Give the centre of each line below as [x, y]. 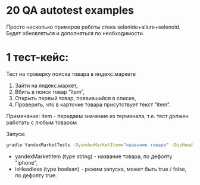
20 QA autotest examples [70, 10]
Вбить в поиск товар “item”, [50, 92]
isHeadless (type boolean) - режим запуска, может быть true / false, [101, 169]
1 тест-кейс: [37, 58]
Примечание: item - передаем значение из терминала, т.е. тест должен [97, 116]
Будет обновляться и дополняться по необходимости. [75, 33]
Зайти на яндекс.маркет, [46, 85]
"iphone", [26, 162]
